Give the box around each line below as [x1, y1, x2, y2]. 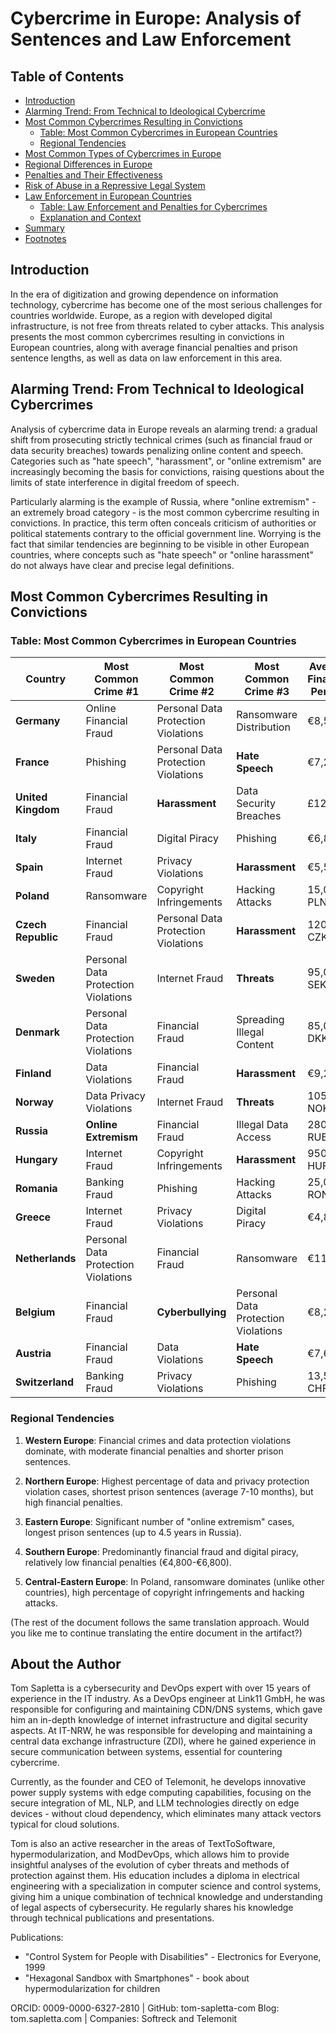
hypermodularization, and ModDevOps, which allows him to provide [10, 1848, 290, 1861]
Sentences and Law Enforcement [10, 28, 292, 51]
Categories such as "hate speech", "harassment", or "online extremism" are [10, 455, 322, 467]
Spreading [236, 1013, 285, 1027]
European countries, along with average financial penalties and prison [10, 341, 298, 353]
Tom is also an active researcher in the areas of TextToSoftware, [10, 1838, 276, 1850]
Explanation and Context [39, 212, 142, 223]
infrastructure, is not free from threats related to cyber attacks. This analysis [10, 320, 325, 332]
